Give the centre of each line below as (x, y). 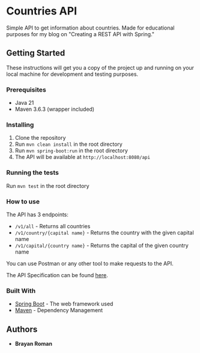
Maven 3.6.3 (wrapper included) (55, 109)
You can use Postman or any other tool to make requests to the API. (90, 263)
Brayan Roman (34, 344)
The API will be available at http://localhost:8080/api (83, 157)
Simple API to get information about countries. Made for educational (90, 28)
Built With (21, 290)
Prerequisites (26, 90)
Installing (20, 125)
